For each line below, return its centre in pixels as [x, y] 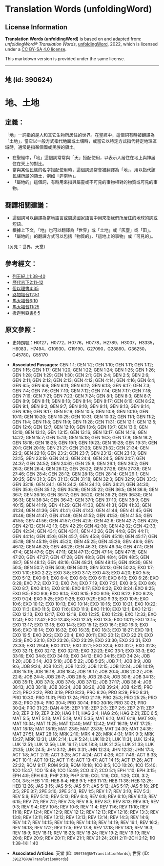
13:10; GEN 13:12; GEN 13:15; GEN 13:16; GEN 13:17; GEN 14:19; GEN [80, 432]
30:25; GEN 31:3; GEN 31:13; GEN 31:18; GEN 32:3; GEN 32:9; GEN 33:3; [84, 479]
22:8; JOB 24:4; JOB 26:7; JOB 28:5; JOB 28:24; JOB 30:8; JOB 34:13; [83, 677]
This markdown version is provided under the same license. [65, 59]
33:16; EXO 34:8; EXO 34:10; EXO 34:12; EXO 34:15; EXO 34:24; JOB [81, 656]
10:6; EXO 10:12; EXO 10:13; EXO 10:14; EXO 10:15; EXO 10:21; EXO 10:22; [84, 604]
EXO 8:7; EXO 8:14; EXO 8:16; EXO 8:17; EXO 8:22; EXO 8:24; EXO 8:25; [83, 588]
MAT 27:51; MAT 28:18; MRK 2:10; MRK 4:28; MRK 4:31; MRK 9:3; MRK [83, 734]
